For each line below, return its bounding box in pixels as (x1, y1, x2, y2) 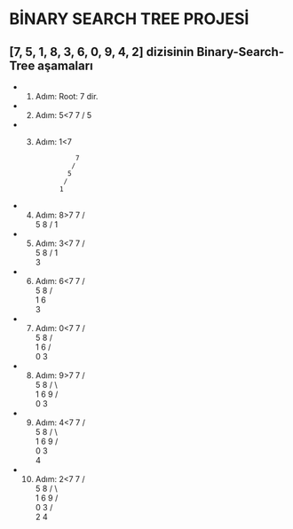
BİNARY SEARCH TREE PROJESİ (9, 9, 249, 29)
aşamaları (36, 58, 93, 73)
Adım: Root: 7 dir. (35, 91, 99, 101)
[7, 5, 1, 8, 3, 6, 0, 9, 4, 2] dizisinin (9, 44, 194, 59)
